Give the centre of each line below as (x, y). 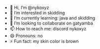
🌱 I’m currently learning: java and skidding (52, 18)
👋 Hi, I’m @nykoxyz (29, 8)
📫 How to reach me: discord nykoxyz (48, 29)
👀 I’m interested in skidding (37, 13)
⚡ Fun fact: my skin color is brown (44, 41)
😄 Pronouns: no (26, 36)
